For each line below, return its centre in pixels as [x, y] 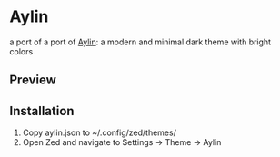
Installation [42, 111]
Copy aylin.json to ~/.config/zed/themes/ [100, 132]
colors [21, 51]
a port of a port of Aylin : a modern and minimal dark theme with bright [140, 42]
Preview [33, 80]
